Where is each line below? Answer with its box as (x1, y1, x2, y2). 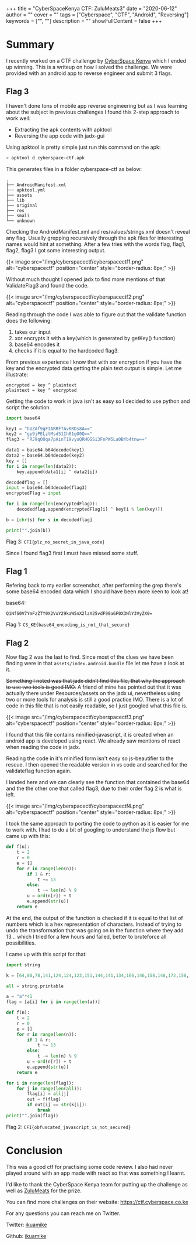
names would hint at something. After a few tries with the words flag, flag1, (6, 240, 185, 248)
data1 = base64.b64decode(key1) (6, 447, 85, 453)
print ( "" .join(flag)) (6, 1113, 59, 1119)
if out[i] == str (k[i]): (27, 1102, 87, 1108)
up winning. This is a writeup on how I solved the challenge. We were (6, 63, 172, 70)
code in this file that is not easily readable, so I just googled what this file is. (6, 702, 188, 709)
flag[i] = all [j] (27, 1091, 69, 1097)
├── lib (6, 197, 25, 203)
